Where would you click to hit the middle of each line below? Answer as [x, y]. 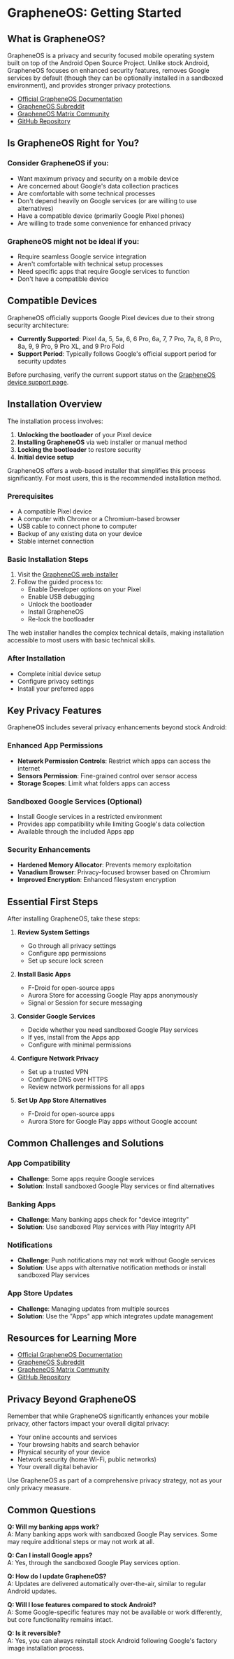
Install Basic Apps [44, 975]
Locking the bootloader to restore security [79, 449]
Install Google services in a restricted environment [90, 816]
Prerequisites [30, 496]
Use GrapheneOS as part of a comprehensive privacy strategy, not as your [115, 1480]
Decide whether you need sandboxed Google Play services [113, 1030]
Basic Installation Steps [48, 559]
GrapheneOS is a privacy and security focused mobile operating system [111, 55]
